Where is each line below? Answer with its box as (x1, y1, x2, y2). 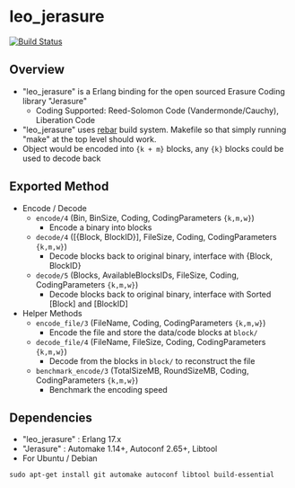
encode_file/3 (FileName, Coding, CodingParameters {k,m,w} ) (35, 317, 266, 328)
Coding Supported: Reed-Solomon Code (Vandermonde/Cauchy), (35, 105, 280, 116)
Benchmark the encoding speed (48, 384, 168, 395)
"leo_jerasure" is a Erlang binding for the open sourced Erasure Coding (22, 85, 285, 96)
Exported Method (9, 179, 109, 194)
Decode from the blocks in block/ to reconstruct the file (48, 355, 256, 366)
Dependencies (9, 410, 92, 425)
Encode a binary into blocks (48, 222, 152, 233)
